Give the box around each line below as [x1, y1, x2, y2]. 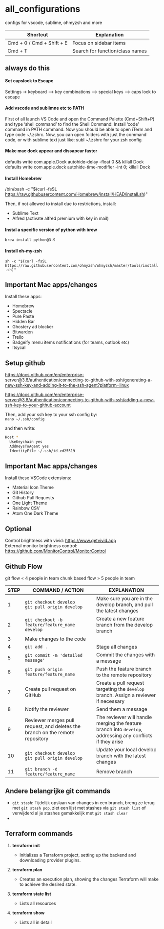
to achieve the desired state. [19, 881, 77, 887]
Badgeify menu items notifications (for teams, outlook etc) [12, 339, 129, 346]
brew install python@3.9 [5, 237, 56, 243]
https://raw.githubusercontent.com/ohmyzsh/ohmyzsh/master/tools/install [5, 263, 159, 268]
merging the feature [96, 720, 142, 727]
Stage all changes [96, 644, 138, 650]
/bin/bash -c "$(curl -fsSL [5, 186, 58, 192]
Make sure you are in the [96, 595, 153, 602]
